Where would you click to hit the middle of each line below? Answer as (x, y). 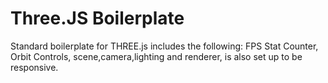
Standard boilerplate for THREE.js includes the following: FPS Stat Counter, (164, 46)
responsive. (34, 67)
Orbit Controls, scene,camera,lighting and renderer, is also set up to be (156, 56)
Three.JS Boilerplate (97, 18)
